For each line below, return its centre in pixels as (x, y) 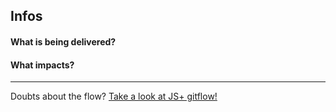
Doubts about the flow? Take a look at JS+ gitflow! (114, 96)
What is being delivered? (63, 41)
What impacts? (42, 65)
